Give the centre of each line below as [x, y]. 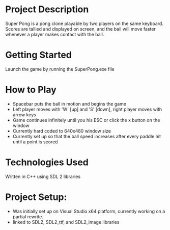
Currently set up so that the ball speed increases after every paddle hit [87, 136]
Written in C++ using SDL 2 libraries [43, 176]
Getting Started [39, 55]
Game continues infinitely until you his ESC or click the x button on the [86, 120]
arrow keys [24, 114]
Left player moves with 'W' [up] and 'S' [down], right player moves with [87, 109]
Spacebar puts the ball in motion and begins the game [69, 104]
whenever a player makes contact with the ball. [55, 34]
